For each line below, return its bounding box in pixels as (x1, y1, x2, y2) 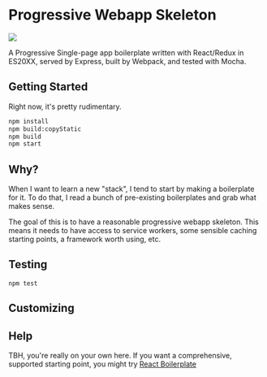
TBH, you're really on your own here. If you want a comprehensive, (8, 351, 233, 361)
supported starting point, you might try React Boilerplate (8, 359, 197, 369)
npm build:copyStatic (8, 124, 82, 133)
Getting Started (8, 80, 88, 94)
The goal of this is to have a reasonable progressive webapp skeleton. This (8, 217, 260, 227)
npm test (8, 279, 38, 288)
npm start (8, 140, 42, 148)
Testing (8, 258, 48, 271)
